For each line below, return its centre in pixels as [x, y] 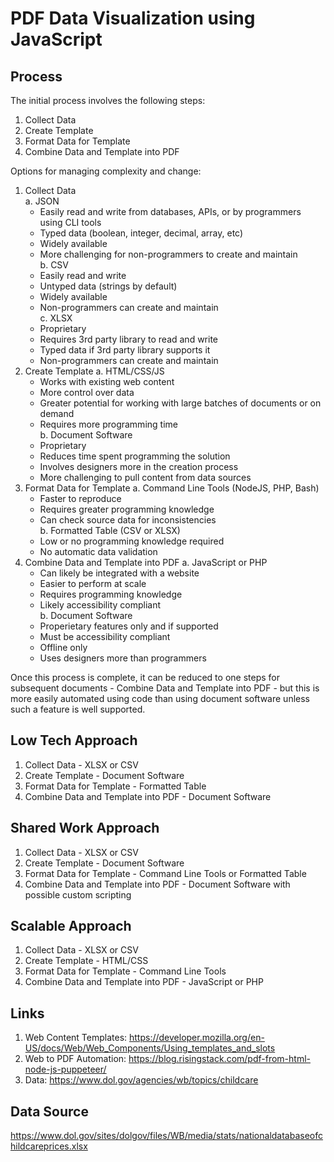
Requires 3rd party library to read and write [129, 339]
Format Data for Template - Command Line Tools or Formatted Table [165, 873]
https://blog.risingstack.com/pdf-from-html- [219, 1059]
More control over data [87, 392]
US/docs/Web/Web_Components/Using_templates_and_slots [150, 1048]
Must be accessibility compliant [105, 636]
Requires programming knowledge [111, 594]
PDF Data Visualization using [133, 18]
